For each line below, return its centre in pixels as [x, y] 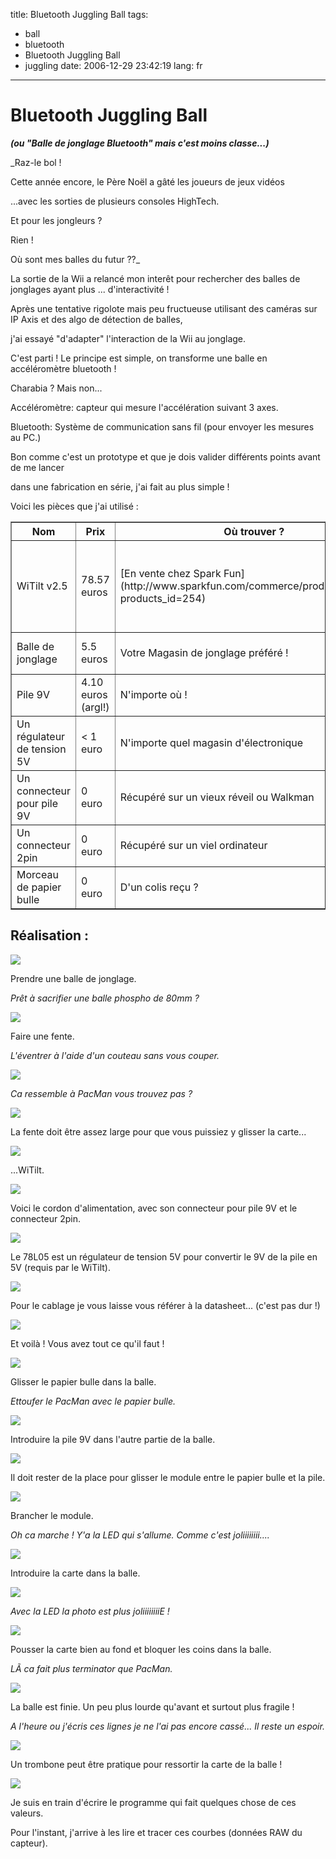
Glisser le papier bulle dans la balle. [83, 1381]
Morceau [37, 874]
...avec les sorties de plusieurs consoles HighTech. [115, 201]
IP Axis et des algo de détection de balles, [96, 319]
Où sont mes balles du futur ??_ [75, 259]
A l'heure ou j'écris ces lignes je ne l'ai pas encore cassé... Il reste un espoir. [167, 1726]
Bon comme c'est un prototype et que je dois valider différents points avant [165, 456]
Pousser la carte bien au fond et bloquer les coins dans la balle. [141, 1649]
